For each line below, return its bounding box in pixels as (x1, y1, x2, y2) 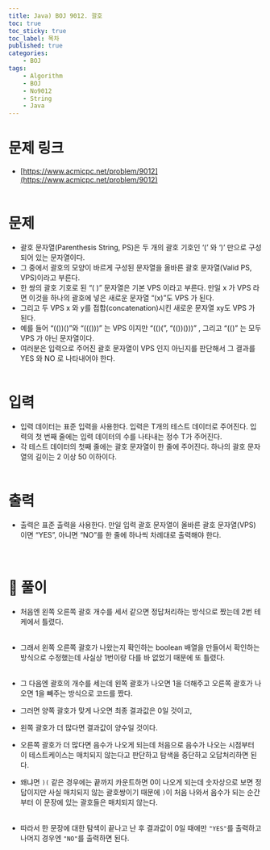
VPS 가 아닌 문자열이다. (19, 333, 95, 343)
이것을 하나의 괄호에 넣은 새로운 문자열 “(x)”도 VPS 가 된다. (28, 293, 215, 303)
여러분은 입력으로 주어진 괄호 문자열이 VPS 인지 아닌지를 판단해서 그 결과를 (19, 344, 256, 353)
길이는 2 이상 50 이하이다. (35, 451, 117, 461)
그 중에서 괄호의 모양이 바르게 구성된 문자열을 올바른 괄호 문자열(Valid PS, (19, 263, 252, 272)
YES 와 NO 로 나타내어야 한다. (19, 354, 115, 363)
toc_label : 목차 (8, 34, 60, 43)
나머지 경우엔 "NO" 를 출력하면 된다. (19, 833, 130, 843)
